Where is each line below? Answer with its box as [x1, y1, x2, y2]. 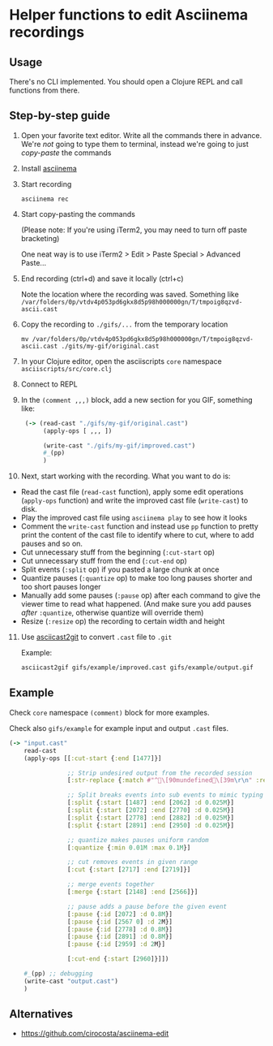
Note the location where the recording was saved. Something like [20, 289, 240, 299]
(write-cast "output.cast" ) [23, 977, 118, 985]
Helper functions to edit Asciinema [9, 6, 249, 24]
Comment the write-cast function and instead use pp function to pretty [20, 521, 258, 531]
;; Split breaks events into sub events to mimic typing [66, 791, 264, 799]
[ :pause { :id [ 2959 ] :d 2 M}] [66, 940, 165, 949]
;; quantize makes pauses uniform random [66, 836, 209, 844]
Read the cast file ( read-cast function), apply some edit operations [20, 487, 244, 497]
